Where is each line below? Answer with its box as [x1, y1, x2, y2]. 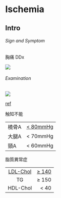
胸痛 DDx [5, 54, 24, 60]
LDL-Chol [8, 168, 32, 175]
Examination [5, 75, 31, 81]
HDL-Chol [8, 184, 32, 191]
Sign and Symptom [5, 38, 45, 44]
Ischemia [5, 4, 44, 15]
